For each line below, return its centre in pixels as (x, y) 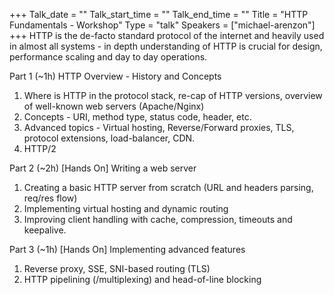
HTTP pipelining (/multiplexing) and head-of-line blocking (142, 279)
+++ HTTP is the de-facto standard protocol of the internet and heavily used (167, 35)
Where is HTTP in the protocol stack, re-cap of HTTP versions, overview (173, 95)
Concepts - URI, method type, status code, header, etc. (137, 117)
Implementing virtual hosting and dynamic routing (126, 208)
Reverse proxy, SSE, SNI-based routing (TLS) (117, 268)
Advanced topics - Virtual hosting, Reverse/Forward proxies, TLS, (159, 127)
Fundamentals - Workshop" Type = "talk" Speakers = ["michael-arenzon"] (162, 25)
